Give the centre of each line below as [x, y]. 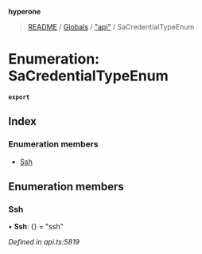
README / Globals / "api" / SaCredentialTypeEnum [111, 27]
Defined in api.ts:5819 [44, 242]
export [19, 97]
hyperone [25, 12]
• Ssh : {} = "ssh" [36, 227]
